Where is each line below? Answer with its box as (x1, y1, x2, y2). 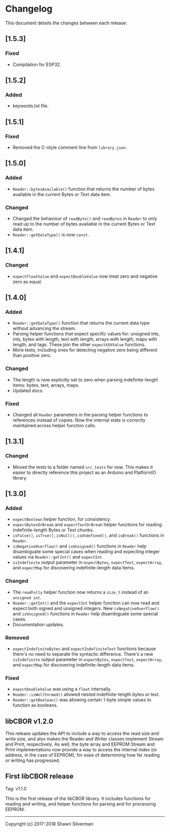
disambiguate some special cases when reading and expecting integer (12, 549, 160, 555)
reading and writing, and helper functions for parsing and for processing (5, 801, 156, 807)
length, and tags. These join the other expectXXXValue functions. (12, 341, 146, 348)
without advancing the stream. (12, 326, 76, 332)
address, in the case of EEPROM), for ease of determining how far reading (5, 752, 160, 758)
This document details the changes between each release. (5, 20, 127, 26)
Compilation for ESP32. (12, 61, 62, 68)
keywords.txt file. (12, 103, 49, 109)
